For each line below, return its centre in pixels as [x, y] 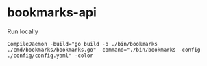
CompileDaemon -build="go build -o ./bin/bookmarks [82, 44]
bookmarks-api [52, 13]
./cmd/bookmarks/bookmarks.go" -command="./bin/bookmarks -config [104, 50]
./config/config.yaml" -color [50, 56]
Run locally [23, 31]
